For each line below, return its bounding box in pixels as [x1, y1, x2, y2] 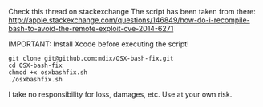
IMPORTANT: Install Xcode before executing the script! [8, 39, 190, 49]
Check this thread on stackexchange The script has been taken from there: [8, 7, 257, 16]
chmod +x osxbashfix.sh [8, 69, 88, 77]
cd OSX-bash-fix [8, 61, 63, 69]
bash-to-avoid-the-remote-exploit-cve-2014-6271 [8, 24, 174, 33]
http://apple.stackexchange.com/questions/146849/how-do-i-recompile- [8, 15, 250, 25]
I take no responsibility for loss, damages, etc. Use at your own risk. [8, 89, 233, 99]
